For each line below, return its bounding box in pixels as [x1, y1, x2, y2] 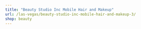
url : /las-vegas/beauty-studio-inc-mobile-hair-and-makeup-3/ [5, 12, 136, 17]
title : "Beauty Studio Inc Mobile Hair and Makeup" [5, 7, 114, 12]
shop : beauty [5, 16, 32, 21]
